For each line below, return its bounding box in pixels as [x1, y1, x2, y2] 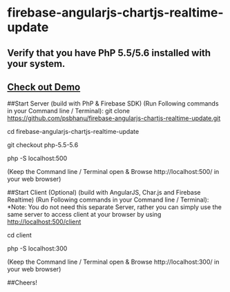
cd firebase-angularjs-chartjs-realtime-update [7, 128, 140, 136]
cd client [7, 231, 32, 240]
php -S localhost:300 [7, 244, 68, 253]
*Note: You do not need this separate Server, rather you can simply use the [7, 203, 222, 211]
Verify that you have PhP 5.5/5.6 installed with [7, 47, 211, 59]
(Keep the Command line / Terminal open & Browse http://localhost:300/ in [7, 257, 220, 266]
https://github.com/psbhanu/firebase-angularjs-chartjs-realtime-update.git [7, 114, 221, 122]
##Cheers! [7, 278, 38, 287]
